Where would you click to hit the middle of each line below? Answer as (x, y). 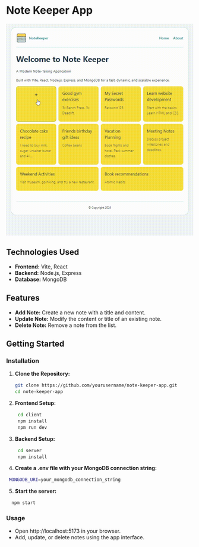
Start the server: (36, 491)
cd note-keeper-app (39, 392)
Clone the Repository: (42, 374)
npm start (23, 503)
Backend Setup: (35, 438)
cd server (30, 450)
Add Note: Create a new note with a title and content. (80, 312)
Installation (23, 360)
